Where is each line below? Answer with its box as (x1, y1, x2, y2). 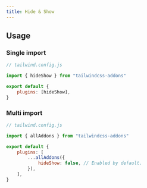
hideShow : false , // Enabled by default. (37, 160, 143, 167)
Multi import (6, 108, 43, 117)
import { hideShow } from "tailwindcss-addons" (6, 73, 127, 79)
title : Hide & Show (6, 8, 55, 15)
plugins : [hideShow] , (17, 89, 70, 95)
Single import (6, 48, 46, 57)
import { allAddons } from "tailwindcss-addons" (6, 133, 129, 139)
